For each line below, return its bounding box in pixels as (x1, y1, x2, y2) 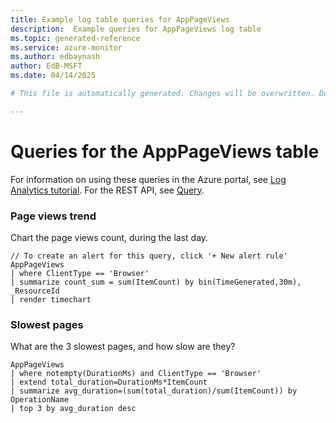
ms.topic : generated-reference (10, 33, 141, 43)
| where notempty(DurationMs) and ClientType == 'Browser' (10, 369, 262, 379)
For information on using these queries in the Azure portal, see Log (10, 173, 287, 185)
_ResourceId (10, 286, 60, 296)
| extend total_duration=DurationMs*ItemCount (10, 377, 208, 388)
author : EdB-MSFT (10, 61, 83, 71)
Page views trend (10, 209, 97, 223)
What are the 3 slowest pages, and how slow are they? (10, 341, 236, 353)
